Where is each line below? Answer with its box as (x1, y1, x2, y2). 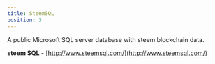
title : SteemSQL (7, 10, 54, 17)
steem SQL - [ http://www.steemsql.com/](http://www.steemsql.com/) (7, 49, 208, 57)
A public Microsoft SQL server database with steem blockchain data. (7, 35, 205, 43)
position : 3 (7, 17, 42, 23)
